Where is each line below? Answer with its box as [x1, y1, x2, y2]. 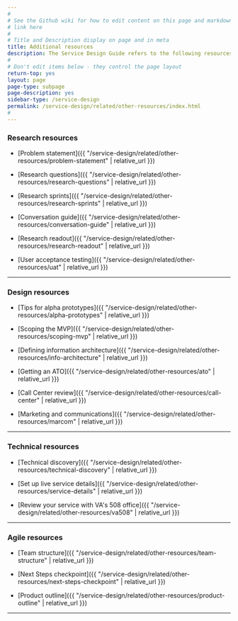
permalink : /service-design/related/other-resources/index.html [7, 103, 201, 110]
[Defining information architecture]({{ [17, 346, 127, 355]
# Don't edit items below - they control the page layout [7, 63, 182, 70]
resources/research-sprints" [17, 199, 101, 208]
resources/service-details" [17, 487, 96, 495]
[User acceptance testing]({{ [17, 255, 102, 264]
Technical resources [7, 441, 79, 451]
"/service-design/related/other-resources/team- [75, 548, 217, 557]
